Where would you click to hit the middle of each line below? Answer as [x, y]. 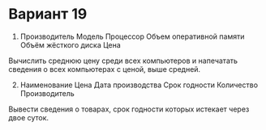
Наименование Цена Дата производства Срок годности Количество [139, 85]
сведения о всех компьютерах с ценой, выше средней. [105, 69]
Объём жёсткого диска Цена [71, 44]
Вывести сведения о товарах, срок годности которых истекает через [129, 109]
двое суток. [29, 117]
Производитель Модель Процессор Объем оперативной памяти [132, 36]
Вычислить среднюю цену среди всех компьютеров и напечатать [123, 61]
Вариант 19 [48, 14]
